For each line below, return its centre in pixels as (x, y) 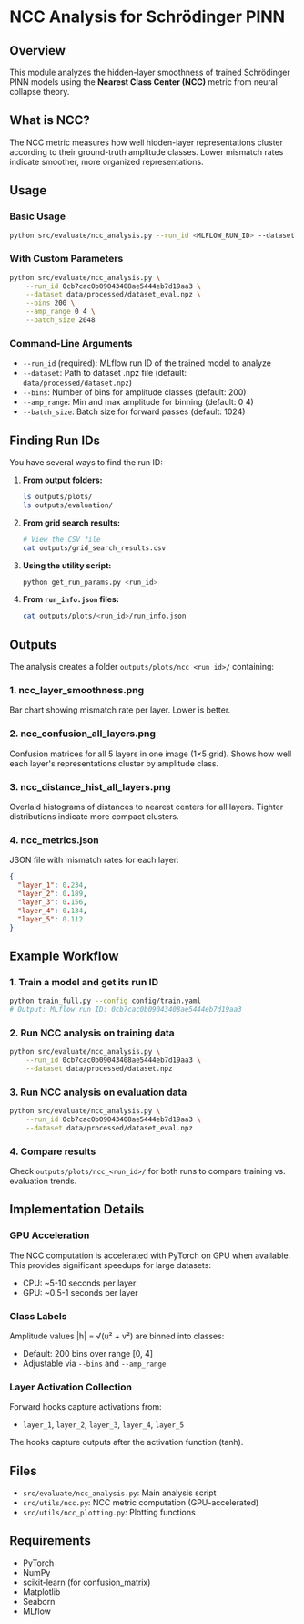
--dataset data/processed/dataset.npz (99, 1068)
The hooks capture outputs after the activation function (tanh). (127, 1442)
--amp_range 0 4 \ (61, 312)
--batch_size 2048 (61, 320)
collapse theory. (40, 92)
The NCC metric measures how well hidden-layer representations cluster (147, 142)
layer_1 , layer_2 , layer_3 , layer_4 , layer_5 (103, 1424)
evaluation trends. (43, 1181)
